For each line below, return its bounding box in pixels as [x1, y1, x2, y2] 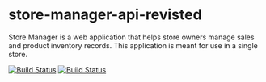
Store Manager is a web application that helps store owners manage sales [8, 32, 255, 42]
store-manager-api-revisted [8, 6, 202, 24]
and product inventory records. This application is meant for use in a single [8, 40, 259, 50]
